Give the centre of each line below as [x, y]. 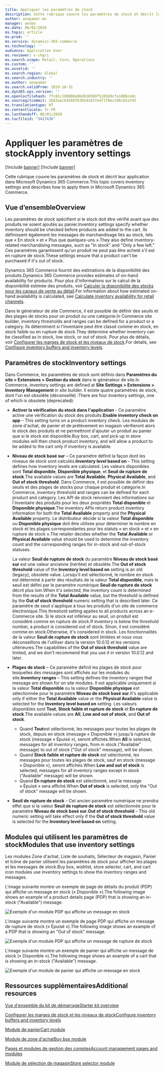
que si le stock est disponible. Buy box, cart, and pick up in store [76, 436]
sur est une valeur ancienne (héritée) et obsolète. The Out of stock [79, 564]
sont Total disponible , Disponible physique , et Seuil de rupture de [80, 472]
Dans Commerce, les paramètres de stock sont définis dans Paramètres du [81, 374]
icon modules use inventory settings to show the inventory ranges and [76, 872]
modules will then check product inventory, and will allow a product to [82, 442]
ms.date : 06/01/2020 [26, 28]
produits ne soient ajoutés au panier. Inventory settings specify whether [77, 224]
